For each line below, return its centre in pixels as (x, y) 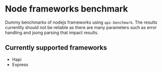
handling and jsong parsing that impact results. (52, 32)
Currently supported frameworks (56, 48)
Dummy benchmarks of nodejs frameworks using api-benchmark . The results (81, 22)
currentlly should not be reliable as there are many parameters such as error (81, 27)
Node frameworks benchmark (66, 9)
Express (20, 64)
